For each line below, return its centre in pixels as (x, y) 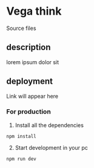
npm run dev (21, 159)
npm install (21, 136)
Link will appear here (32, 96)
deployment (30, 82)
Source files (21, 28)
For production (29, 112)
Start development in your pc (51, 147)
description (29, 47)
